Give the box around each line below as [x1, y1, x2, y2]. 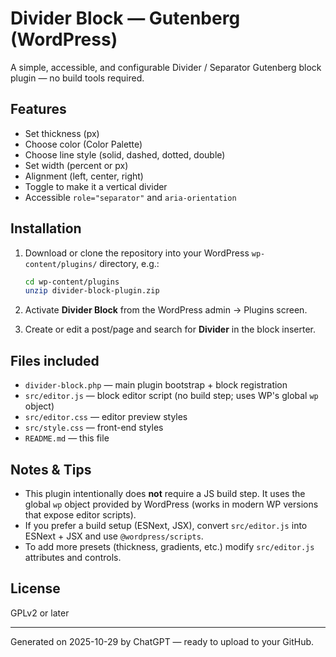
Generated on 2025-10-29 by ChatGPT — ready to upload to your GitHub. [10, 635, 315, 647]
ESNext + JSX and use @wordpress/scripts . [24, 530, 204, 542]
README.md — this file [24, 432, 110, 444]
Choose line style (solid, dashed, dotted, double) [24, 148, 226, 161]
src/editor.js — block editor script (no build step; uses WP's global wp [24, 390, 319, 402]
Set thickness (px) [24, 127, 100, 139]
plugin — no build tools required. [10, 72, 145, 84]
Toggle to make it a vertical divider [24, 180, 168, 192]
